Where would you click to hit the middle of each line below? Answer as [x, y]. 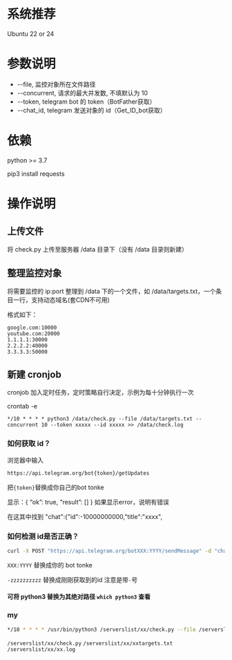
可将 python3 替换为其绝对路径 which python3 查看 [79, 597]
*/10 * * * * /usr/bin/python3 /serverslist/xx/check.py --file [101, 630]
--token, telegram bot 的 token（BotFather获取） [86, 102]
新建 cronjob [35, 375]
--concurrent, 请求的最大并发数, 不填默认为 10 [83, 93]
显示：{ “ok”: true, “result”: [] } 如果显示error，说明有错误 [88, 502]
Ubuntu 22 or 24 [31, 34]
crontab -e [22, 406]
